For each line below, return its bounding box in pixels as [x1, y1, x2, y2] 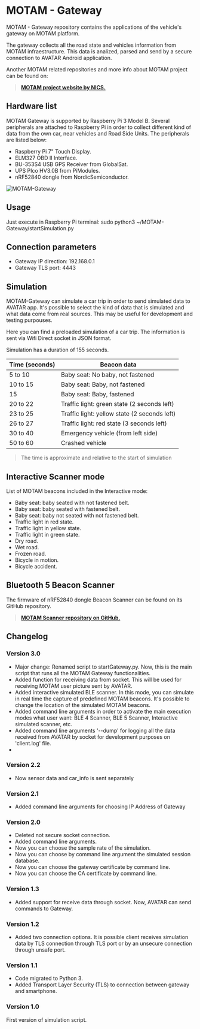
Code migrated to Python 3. [14, 975, 84, 982]
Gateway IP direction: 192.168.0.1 [14, 258, 95, 265]
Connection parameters [6, 242, 97, 252]
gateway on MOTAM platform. [6, 29, 80, 37]
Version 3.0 [6, 649, 41, 658]
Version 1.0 [6, 1003, 40, 1011]
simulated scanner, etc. [14, 720, 73, 727]
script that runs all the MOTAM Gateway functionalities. [14, 669, 151, 676]
